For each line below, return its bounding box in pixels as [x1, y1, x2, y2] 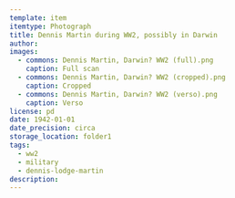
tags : [9, 141, 30, 150]
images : [9, 47, 39, 57]
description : [9, 174, 59, 183]
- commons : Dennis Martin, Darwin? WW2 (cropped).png [17, 73, 226, 82]
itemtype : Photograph [9, 22, 92, 31]
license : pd [9, 107, 55, 116]
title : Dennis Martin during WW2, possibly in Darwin [9, 30, 219, 39]
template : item [9, 13, 67, 23]
